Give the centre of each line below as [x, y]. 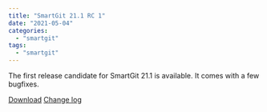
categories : [28, 30]
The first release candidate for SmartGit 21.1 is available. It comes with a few [134, 76]
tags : [17, 46]
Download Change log [45, 100]
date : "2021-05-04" [41, 23]
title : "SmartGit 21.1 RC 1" [57, 16]
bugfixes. [24, 84]
